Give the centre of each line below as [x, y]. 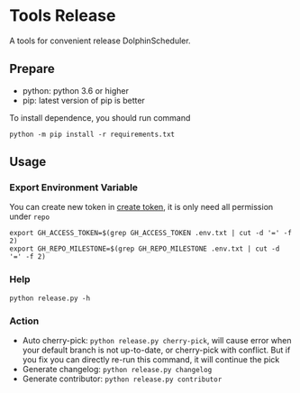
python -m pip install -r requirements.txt [92, 134]
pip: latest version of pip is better [84, 100]
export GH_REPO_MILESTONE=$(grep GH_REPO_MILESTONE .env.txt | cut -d [145, 249]
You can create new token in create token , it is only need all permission [141, 207]
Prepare [32, 69]
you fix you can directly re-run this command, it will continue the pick [151, 360]
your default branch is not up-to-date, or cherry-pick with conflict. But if [156, 350]
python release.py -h [50, 298]
